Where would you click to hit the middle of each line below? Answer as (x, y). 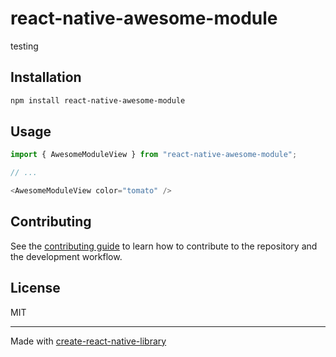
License (35, 288)
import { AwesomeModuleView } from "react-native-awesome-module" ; (154, 155)
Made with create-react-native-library (88, 341)
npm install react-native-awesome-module (98, 100)
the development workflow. (66, 256)
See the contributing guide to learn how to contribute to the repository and (164, 246)
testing (24, 46)
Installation (46, 77)
